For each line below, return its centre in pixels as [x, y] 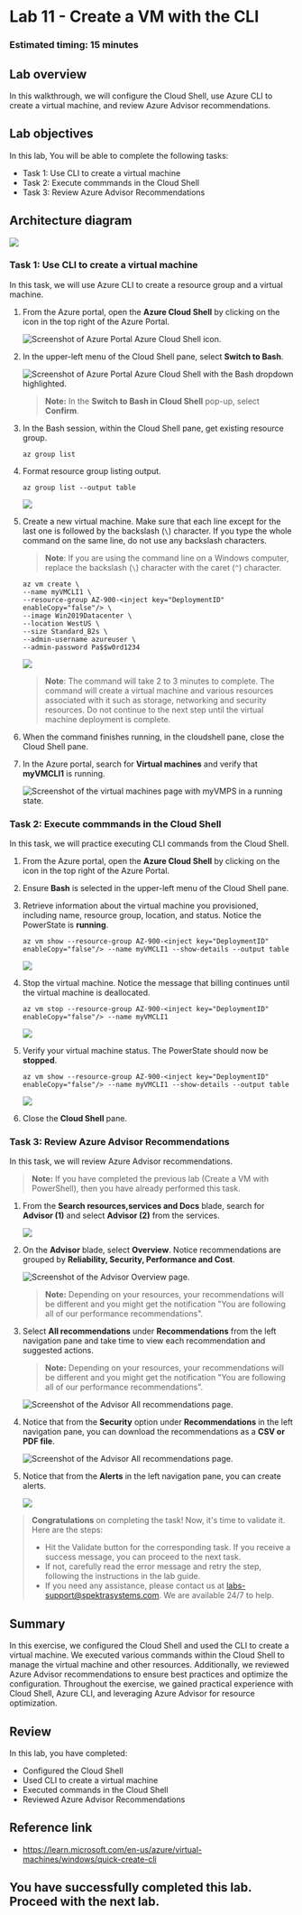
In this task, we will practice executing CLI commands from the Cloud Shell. [149, 844]
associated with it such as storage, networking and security [156, 700]
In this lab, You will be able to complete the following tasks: [119, 155]
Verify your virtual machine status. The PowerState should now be [145, 1051]
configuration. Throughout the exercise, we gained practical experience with [151, 1684]
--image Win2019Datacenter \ [77, 616]
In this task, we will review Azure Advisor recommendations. [121, 1161]
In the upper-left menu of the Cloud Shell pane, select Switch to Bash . [153, 356]
